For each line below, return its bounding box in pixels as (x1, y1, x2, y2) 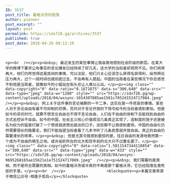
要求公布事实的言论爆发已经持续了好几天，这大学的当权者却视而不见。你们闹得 (24, 65, 165, 71)
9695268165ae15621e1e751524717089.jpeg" (5, 157, 93, 163)
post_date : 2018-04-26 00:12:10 (5, 41, 74, 46)
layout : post (5, 27, 33, 32)
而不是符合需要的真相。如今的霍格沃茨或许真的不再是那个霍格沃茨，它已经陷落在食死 (12, 163, 165, 168)
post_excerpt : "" (5, 21, 42, 27)
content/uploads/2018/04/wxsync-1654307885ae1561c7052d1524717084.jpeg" (5, 95, 163, 100)
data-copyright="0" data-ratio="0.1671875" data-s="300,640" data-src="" (5, 86, 166, 91)
